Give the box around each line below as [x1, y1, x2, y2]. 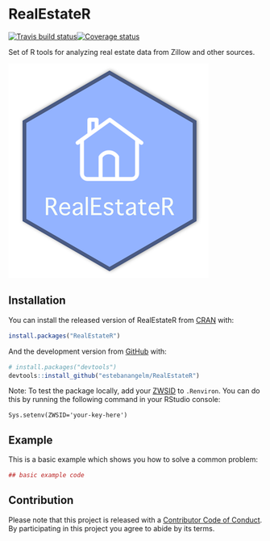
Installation [8, 294, 66, 308]
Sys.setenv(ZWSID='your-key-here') [8, 411, 128, 420]
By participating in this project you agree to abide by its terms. [8, 523, 215, 533]
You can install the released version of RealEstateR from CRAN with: [8, 315, 235, 325]
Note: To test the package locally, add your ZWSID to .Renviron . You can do [8, 386, 260, 396]
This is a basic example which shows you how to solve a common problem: [8, 455, 258, 464]
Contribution [8, 493, 74, 507]
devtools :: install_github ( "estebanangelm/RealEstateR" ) [8, 371, 200, 380]
